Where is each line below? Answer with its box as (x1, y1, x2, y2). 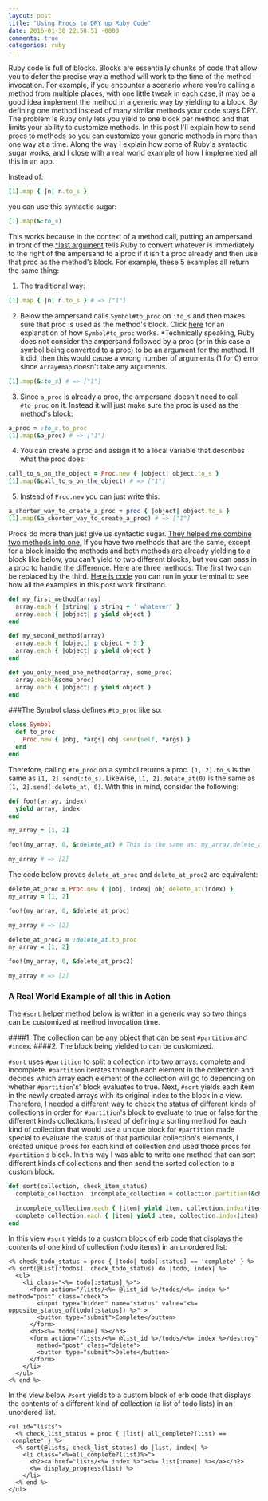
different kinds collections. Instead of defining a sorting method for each (8, 1116, 246, 1126)
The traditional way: (19, 281, 85, 290)
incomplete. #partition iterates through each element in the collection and (8, 1065, 254, 1075)
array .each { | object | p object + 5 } (15, 639, 145, 647)
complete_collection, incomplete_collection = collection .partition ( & (15, 1190, 255, 1198)
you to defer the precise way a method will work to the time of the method (8, 72, 252, 81)
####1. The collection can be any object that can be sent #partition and (8, 1033, 247, 1042)
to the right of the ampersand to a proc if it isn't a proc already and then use (8, 248, 258, 258)
